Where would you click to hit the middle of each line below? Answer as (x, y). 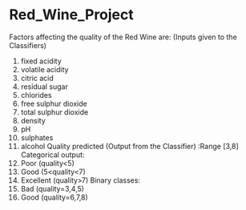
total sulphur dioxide (54, 112)
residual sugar (44, 87)
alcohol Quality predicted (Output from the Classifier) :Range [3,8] (129, 146)
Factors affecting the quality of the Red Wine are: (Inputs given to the (123, 37)
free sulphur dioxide (54, 103)
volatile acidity (44, 69)
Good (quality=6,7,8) (54, 197)
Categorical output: (52, 155)
